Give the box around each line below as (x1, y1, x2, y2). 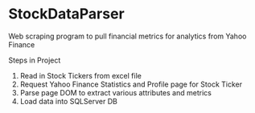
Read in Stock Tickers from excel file (19, 71, 142, 80)
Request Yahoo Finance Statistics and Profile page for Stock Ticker (19, 79, 243, 89)
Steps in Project (8, 55, 61, 65)
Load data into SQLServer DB (19, 96, 118, 106)
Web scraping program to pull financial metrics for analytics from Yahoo (8, 31, 247, 41)
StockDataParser (8, 5, 125, 23)
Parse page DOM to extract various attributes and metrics (19, 87, 212, 97)
